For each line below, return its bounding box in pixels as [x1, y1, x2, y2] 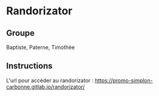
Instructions [6, 61, 53, 71]
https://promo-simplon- [94, 76, 153, 84]
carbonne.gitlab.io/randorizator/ [6, 83, 85, 90]
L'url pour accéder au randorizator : [6, 76, 94, 84]
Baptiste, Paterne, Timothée [6, 44, 75, 51]
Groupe [6, 28, 35, 38]
